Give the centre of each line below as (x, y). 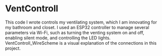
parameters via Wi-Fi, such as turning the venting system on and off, (75, 32)
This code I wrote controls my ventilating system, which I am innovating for (81, 22)
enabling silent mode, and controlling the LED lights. (58, 38)
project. (13, 48)
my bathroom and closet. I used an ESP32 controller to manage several (77, 27)
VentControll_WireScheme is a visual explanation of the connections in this (81, 43)
